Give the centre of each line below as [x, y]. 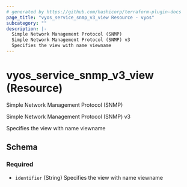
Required [20, 165]
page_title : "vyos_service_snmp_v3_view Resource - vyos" [80, 17]
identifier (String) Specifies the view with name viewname [89, 177]
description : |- [26, 29]
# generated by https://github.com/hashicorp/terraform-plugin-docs [94, 12]
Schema [22, 147]
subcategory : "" [26, 23]
